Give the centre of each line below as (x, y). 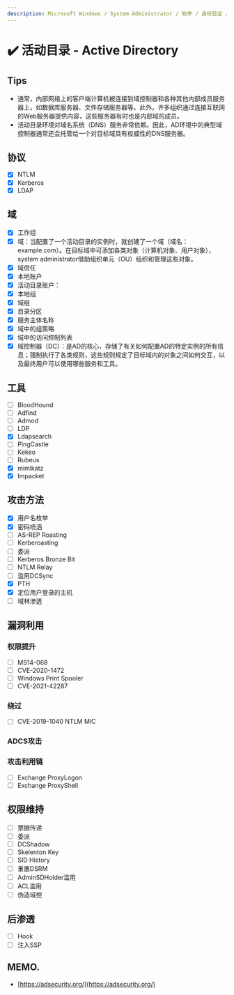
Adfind (27, 413)
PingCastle (33, 444)
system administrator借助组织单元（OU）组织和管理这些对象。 (107, 259)
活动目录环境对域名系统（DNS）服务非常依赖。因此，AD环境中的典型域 (120, 124)
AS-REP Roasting (42, 535)
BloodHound (35, 405)
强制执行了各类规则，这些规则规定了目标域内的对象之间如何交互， (124, 355)
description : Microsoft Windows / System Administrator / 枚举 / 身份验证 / (118, 14)
